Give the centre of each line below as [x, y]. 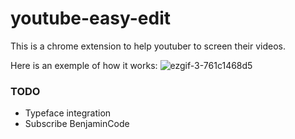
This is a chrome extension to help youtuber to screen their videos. [148, 46]
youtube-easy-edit [90, 18]
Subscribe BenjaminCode [77, 124]
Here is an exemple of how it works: [84, 65]
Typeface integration [68, 113]
